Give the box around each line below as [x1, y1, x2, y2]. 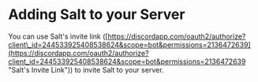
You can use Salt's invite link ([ [8, 32, 108, 41]
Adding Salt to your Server [8, 6, 185, 24]
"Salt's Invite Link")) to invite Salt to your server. [8, 65, 164, 74]
